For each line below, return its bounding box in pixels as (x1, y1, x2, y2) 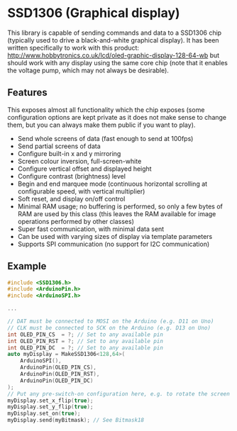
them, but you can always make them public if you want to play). (7, 121, 196, 129)
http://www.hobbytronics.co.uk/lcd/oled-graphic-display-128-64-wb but (7, 51, 220, 60)
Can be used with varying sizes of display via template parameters (17, 232, 213, 240)
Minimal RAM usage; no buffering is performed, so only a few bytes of (17, 202, 224, 211)
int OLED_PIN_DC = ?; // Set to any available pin (7, 344, 163, 352)
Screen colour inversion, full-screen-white (17, 157, 142, 165)
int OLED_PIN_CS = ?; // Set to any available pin (7, 331, 163, 338)
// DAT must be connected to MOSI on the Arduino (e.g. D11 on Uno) (7, 318, 214, 325)
